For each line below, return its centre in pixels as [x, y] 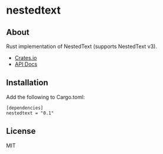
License [21, 131]
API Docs [26, 64]
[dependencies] [25, 108]
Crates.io [26, 58]
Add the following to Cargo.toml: [45, 97]
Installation [27, 83]
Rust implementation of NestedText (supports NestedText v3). [82, 46]
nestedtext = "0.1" [30, 113]
